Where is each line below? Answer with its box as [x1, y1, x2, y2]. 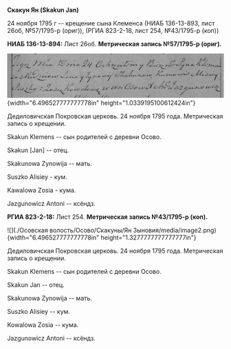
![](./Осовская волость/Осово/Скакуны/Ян [7, 226, 132, 235]
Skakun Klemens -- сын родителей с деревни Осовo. [7, 133, 162, 141]
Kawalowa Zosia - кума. [7, 186, 76, 195]
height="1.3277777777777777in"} [100, 233, 197, 242]
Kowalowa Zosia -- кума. [7, 321, 79, 329]
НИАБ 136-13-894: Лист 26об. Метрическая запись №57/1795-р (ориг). [7, 40, 222, 47]
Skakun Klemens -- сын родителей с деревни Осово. [7, 268, 162, 276]
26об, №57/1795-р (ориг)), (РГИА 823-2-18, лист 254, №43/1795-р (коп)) [7, 27, 219, 34]
